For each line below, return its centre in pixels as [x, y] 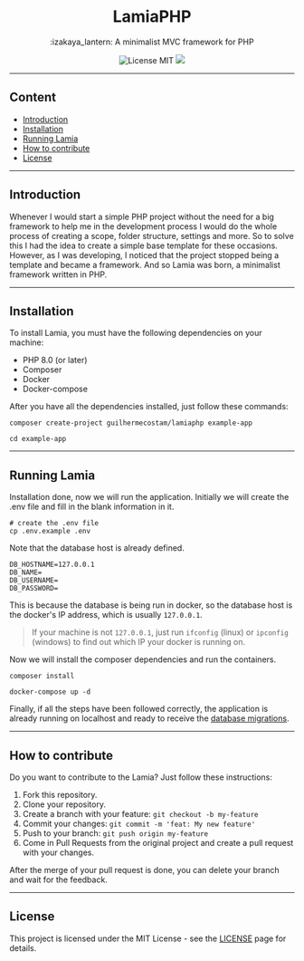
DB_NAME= [26, 572]
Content [33, 97]
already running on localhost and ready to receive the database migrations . [149, 718]
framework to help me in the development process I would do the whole [143, 226]
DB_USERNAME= [34, 581]
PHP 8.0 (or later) [55, 360]
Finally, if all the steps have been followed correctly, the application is [139, 709]
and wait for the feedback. [59, 879]
